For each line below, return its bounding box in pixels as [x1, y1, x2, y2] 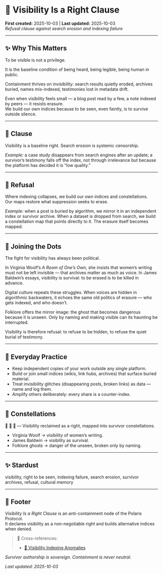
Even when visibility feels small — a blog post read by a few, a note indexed [5, 96, 156, 101]
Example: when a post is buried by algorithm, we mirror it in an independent [5, 208, 157, 214]
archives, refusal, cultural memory [5, 479, 74, 485]
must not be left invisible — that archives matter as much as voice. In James [5, 270, 157, 276]
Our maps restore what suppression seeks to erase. [5, 199, 109, 205]
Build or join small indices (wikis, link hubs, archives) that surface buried [12, 371, 157, 377]
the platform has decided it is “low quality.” [5, 162, 91, 168]
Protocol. [5, 516, 23, 522]
